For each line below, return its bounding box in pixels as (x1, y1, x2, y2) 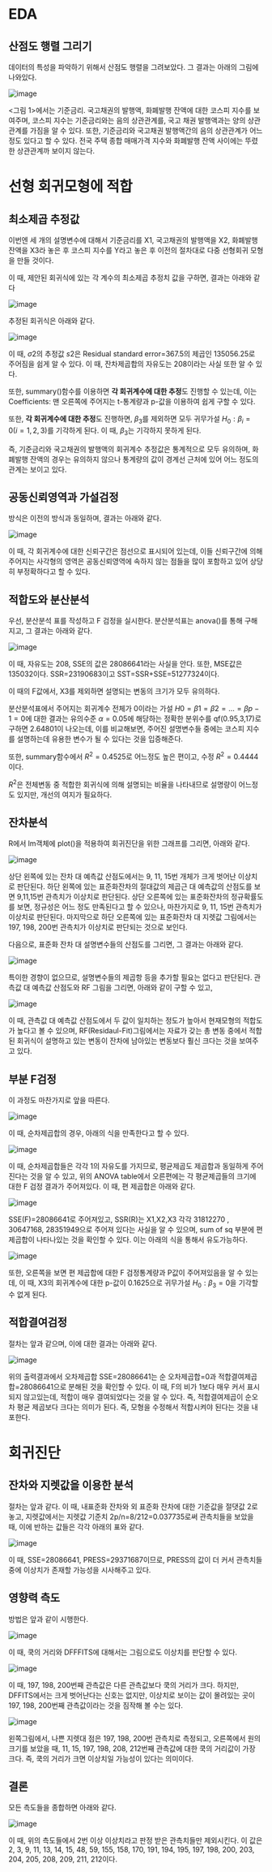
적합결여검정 (8, 1316, 67, 1330)
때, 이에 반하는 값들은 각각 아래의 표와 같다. (8, 1521, 144, 1531)
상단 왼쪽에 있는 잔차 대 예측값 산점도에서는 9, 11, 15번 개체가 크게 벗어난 (8, 872, 236, 882)
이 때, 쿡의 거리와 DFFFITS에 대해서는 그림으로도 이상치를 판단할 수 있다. (8, 1647, 237, 1657)
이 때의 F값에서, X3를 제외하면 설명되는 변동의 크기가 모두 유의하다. (8, 687, 220, 697)
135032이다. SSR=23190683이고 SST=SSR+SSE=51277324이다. (8, 669, 220, 679)
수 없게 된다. (8, 1289, 48, 1299)
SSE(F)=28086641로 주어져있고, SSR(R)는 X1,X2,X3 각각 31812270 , (8, 1214, 230, 1224)
